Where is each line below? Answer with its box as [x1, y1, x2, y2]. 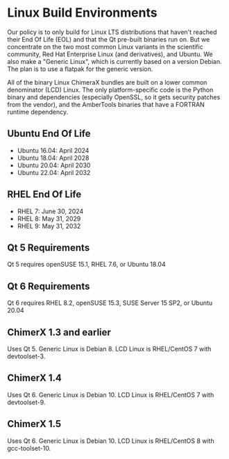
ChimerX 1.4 [7, 372, 62, 384]
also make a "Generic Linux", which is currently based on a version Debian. [7, 57, 222, 65]
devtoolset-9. [7, 398, 46, 406]
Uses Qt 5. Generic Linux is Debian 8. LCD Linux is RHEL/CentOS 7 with [7, 345, 212, 353]
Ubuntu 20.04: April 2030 [17, 161, 91, 169]
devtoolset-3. [7, 352, 46, 360]
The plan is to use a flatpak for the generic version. [7, 65, 153, 73]
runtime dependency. [7, 108, 68, 116]
